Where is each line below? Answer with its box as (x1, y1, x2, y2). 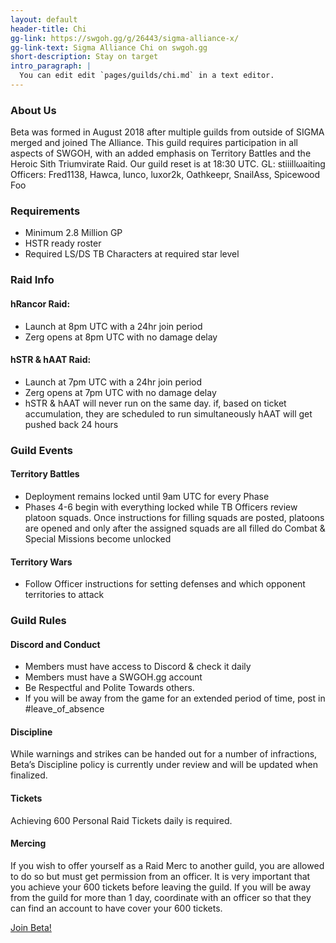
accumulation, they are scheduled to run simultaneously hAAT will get (24, 407, 313, 420)
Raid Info (10, 273, 55, 287)
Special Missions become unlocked (24, 532, 172, 545)
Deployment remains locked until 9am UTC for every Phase (24, 490, 270, 502)
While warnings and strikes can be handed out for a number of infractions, (10, 748, 318, 760)
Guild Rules (10, 614, 67, 628)
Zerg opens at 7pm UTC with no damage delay (24, 386, 217, 398)
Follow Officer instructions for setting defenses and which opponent (24, 578, 306, 590)
